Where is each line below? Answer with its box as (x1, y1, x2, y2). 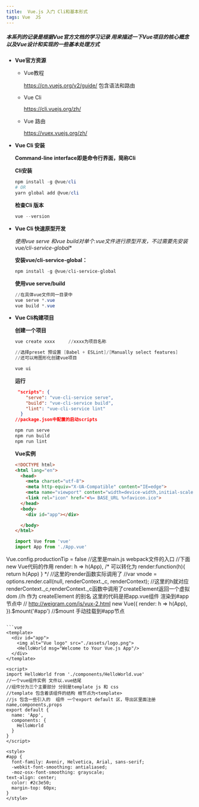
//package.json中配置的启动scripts (14, 417, 98, 423)
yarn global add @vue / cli (14, 190, 79, 196)
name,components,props (6, 702, 62, 708)
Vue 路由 (23, 118, 46, 125)
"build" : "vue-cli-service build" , (26, 400, 114, 406)
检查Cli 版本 (14, 201, 45, 209)
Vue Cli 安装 (14, 142, 45, 149)
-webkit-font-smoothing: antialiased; (11, 764, 108, 770)
